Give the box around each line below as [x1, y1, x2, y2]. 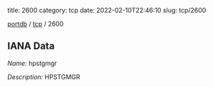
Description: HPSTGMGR [7, 72, 80, 81]
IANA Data [7, 40, 55, 52]
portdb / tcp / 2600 [7, 20, 64, 28]
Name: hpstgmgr [7, 59, 57, 67]
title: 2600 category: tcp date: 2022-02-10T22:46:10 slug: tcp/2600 [7, 6, 207, 14]
